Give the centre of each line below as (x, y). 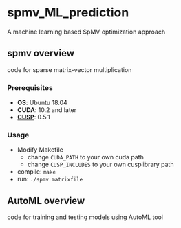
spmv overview (41, 53)
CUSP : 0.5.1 (33, 117)
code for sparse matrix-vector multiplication (70, 69)
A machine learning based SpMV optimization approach (86, 32)
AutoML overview (46, 201)
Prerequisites (30, 87)
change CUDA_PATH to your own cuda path (86, 157)
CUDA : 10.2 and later (47, 110)
